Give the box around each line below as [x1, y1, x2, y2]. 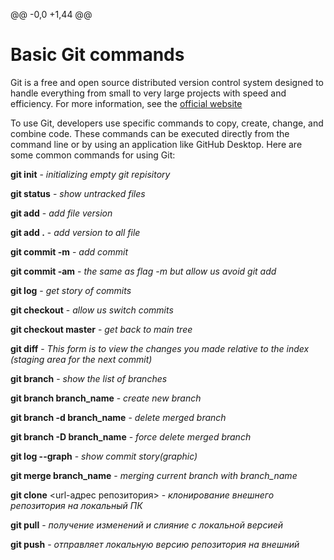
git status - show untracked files [10, 187, 146, 199]
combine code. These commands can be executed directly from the [10, 127, 290, 139]
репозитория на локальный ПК [10, 499, 143, 511]
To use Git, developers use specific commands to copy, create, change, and [10, 117, 324, 129]
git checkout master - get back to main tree [10, 323, 193, 335]
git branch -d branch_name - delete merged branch [10, 411, 227, 423]
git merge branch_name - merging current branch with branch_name [10, 469, 298, 481]
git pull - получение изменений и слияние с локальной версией [10, 519, 284, 531]
